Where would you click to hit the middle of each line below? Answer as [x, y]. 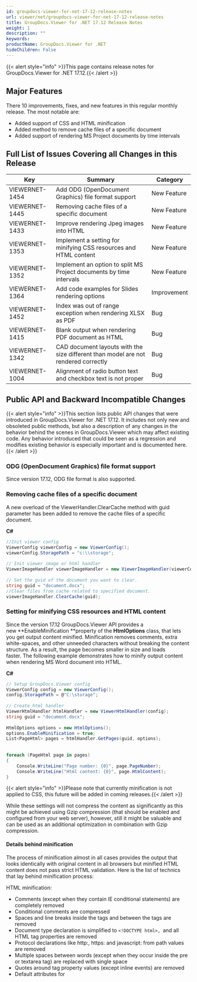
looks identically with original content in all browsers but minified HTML [92, 864]
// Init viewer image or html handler [53, 564]
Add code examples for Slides [97, 289]
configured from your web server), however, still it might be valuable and [94, 819]
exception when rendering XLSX [100, 313]
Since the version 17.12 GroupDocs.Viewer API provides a [75, 624]
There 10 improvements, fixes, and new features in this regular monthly [92, 105]
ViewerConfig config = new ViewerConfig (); [60, 689]
